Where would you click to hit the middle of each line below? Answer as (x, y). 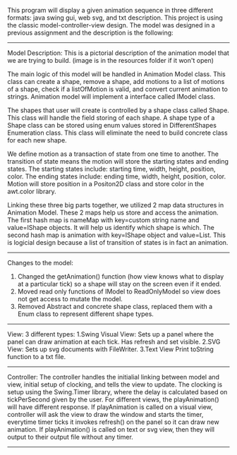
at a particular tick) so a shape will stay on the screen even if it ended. (119, 284)
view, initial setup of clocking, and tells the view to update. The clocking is (115, 384)
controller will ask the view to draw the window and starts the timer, (105, 414)
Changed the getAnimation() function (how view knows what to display (121, 277)
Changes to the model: (41, 263)
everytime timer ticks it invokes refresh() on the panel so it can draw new (114, 422)
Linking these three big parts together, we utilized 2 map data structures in (116, 205)
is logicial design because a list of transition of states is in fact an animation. (118, 242)
